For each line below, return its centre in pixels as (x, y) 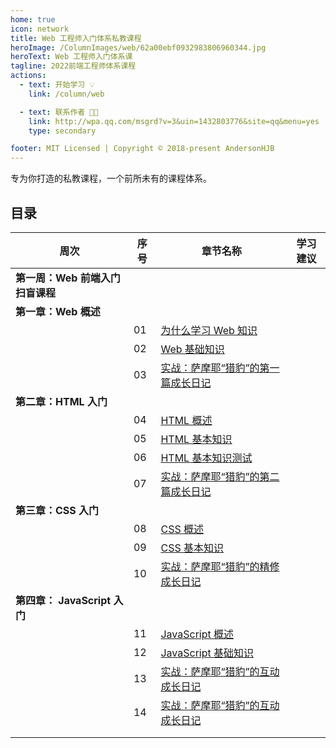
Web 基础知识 (192, 349)
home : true (33, 19)
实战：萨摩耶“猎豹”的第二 (220, 476)
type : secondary (62, 131)
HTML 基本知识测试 (206, 458)
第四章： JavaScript (63, 600)
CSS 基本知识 (192, 548)
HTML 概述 (186, 420)
